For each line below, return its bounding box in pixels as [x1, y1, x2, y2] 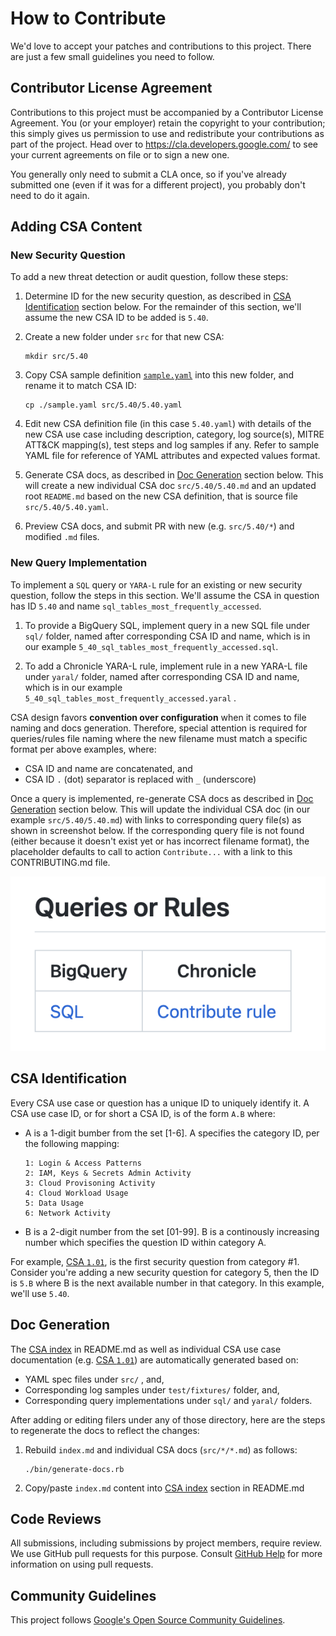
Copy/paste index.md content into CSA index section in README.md [24, 1482, 305, 1494]
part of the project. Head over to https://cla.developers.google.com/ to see [10, 138, 319, 150]
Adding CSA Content [10, 218, 143, 236]
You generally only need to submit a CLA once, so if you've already [10, 168, 287, 180]
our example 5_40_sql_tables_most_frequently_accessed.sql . [24, 640, 279, 652]
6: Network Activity [24, 1208, 111, 1218]
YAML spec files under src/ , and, [24, 1373, 165, 1385]
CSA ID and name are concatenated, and [24, 762, 193, 774]
